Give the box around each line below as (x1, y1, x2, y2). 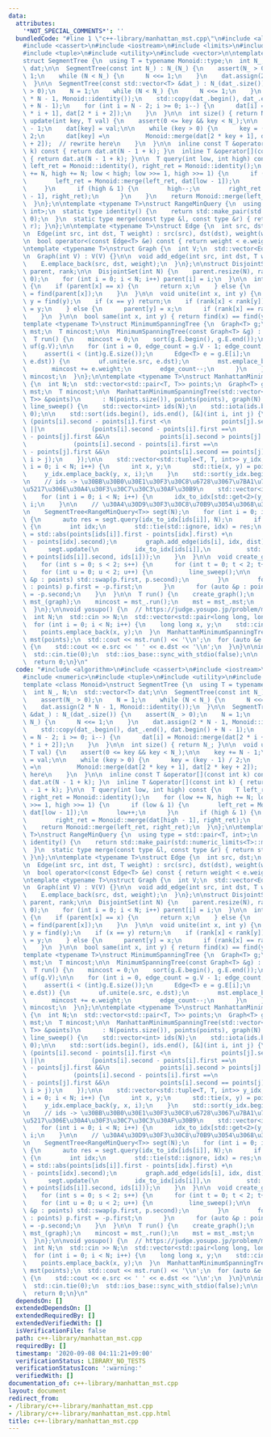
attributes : (15, 19, 56, 27)
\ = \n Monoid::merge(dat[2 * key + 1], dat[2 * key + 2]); (23, 763, 258, 772)
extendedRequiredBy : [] (15, 1312, 95, 1320)
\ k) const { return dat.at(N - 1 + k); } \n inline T (23, 147, 211, 155)
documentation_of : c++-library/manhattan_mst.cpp (8, 1380, 179, 1388)
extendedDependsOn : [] (15, 1304, 92, 1313)
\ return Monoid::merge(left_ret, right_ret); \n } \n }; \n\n (23, 824, 240, 832)
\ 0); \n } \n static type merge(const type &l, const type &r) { (23, 215, 251, 223)
